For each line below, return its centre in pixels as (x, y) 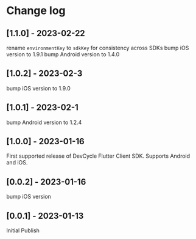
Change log (36, 11)
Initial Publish (23, 230)
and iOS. (17, 163)
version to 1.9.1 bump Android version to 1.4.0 (63, 54)
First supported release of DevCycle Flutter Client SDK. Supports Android (98, 156)
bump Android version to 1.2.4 (44, 122)
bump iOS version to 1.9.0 (39, 88)
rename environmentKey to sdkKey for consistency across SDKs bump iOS (98, 48)
